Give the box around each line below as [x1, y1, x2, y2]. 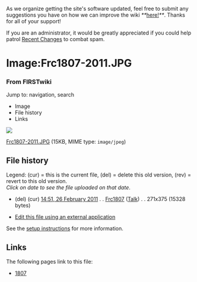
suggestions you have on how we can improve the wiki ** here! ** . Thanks [6, 11, 186, 18]
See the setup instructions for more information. [6, 225, 123, 232]
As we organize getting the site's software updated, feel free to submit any [6, 5, 189, 12]
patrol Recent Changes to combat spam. [6, 36, 105, 42]
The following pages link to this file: [6, 258, 93, 265]
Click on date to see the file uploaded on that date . [6, 184, 131, 191]
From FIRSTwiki [6, 78, 52, 86]
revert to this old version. [6, 178, 67, 185]
